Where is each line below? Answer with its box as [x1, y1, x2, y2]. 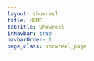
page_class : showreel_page [7, 43, 87, 50]
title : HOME [7, 17, 42, 24]
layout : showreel [7, 10, 59, 18]
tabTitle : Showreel [7, 23, 65, 30]
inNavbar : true [7, 29, 52, 37]
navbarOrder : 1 [7, 36, 52, 43]
